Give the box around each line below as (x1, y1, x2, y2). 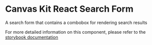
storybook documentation (5, 34, 58, 40)
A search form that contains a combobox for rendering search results (5, 20, 148, 25)
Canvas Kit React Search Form (5, 3, 134, 15)
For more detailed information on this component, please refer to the (5, 29, 146, 35)
